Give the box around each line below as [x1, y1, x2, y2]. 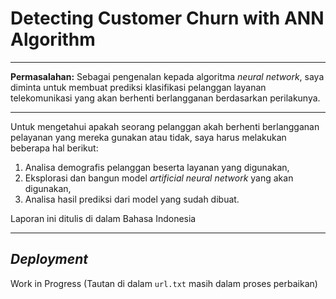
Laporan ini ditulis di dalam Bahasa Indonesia [10, 212, 197, 224]
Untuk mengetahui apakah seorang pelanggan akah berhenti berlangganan [10, 120, 320, 132]
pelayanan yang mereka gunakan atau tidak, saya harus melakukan [10, 131, 287, 143]
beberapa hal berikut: [10, 142, 99, 154]
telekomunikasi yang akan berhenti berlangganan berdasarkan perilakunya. [10, 92, 321, 104]
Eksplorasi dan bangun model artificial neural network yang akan [24, 172, 294, 184]
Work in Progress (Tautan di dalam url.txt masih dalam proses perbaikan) [10, 277, 318, 289]
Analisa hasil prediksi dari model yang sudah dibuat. [24, 193, 240, 205]
